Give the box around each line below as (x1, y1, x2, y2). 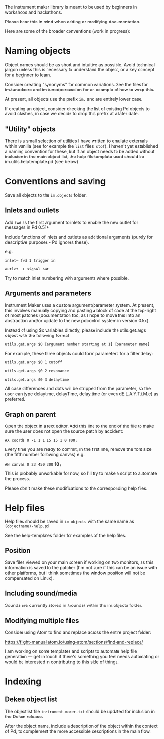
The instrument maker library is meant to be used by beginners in (5, 4, 137, 10)
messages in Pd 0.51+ (5, 224, 49, 230)
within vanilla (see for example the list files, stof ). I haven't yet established (5, 143, 158, 149)
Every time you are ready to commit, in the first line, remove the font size (5, 447, 152, 452)
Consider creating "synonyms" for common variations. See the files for (5, 81, 148, 87)
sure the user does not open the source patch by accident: (5, 428, 124, 434)
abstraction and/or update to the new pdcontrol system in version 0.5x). (5, 318, 150, 324)
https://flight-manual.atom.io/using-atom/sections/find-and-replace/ (5, 639, 143, 645)
